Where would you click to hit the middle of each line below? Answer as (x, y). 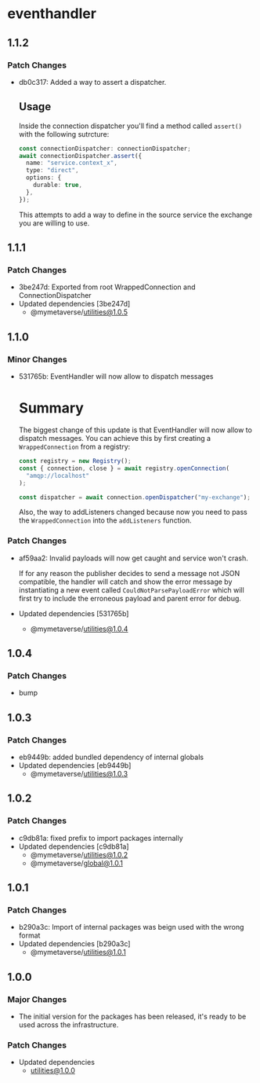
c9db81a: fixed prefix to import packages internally (101, 838)
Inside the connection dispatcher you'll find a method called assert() (130, 126)
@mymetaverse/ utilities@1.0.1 (78, 953)
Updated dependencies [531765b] (74, 613)
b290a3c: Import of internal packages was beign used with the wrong (131, 927)
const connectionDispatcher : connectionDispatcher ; (105, 149)
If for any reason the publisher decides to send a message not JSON (129, 573)
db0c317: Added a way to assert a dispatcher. (92, 82)
